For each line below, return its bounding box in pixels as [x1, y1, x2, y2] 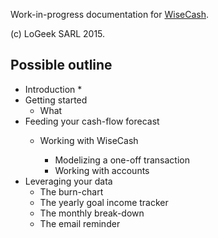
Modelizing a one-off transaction [54, 154, 190, 166]
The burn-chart [39, 185, 104, 198]
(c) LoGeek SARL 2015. [10, 28, 106, 39]
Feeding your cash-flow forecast [24, 115, 160, 127]
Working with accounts [54, 164, 150, 176]
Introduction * [24, 83, 83, 95]
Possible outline [10, 57, 113, 74]
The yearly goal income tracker [39, 196, 169, 208]
